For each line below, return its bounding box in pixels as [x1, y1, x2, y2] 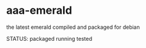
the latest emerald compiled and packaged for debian [6, 23, 141, 31]
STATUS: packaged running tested [6, 35, 93, 42]
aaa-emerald [6, 4, 73, 17]
